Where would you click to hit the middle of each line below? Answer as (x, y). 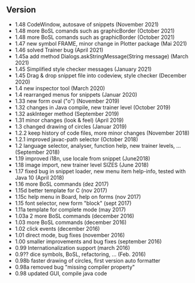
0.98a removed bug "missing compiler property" (75, 267)
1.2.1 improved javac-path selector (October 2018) (76, 139)
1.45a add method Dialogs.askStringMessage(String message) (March (102, 56)
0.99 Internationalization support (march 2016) (72, 248)
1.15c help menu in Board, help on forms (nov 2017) (78, 196)
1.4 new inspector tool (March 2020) (60, 88)
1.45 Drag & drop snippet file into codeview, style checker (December (101, 75)
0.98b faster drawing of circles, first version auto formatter (88, 260)
